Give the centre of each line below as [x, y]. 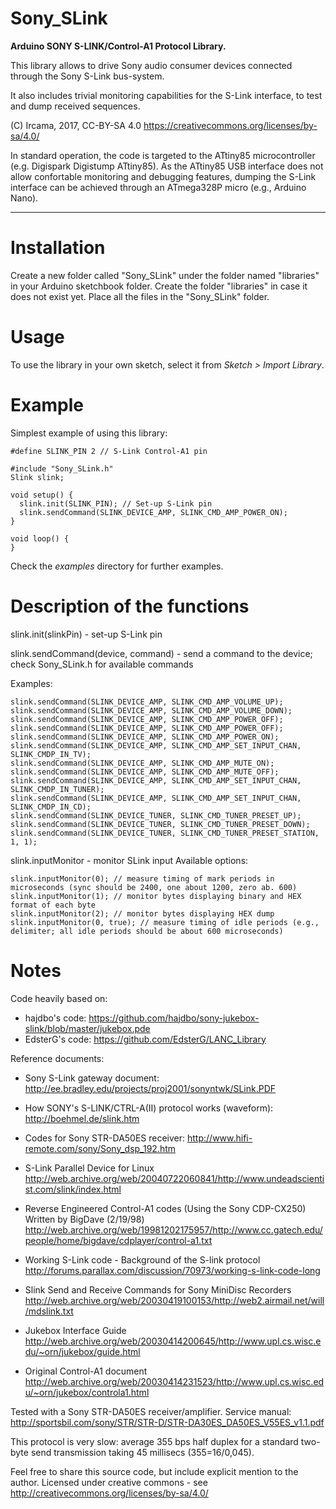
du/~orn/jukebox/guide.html [82, 1351]
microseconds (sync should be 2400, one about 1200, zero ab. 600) [154, 887]
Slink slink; [37, 477]
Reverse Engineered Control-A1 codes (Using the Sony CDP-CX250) [165, 1208]
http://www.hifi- [220, 1138]
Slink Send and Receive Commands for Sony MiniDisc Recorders [158, 1289]
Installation [58, 248]
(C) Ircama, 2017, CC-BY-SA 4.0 [76, 125]
